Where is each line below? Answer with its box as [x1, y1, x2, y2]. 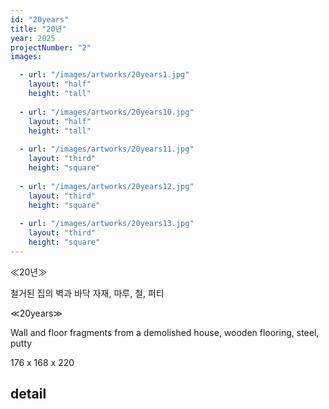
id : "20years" [10, 14, 70, 25]
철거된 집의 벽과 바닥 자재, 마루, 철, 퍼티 [10, 287, 165, 299]
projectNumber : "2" [10, 42, 92, 53]
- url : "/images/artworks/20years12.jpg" [19, 181, 195, 191]
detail [10, 386, 47, 403]
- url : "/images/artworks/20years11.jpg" [19, 144, 195, 155]
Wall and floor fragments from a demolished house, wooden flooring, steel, [10, 326, 320, 338]
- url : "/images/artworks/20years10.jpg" [19, 107, 195, 117]
